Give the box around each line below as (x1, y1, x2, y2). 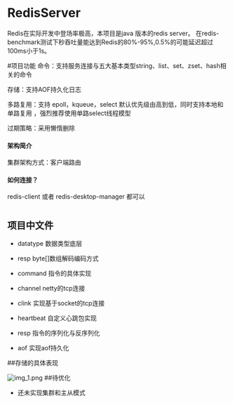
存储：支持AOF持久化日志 (7, 85, 82, 93)
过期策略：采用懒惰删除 (7, 124, 75, 132)
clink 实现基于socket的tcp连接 (17, 298, 105, 307)
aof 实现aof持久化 (17, 343, 69, 352)
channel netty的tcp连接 (17, 284, 86, 292)
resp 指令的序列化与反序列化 (17, 329, 100, 337)
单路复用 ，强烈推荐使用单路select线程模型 (7, 109, 131, 117)
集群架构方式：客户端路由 (7, 158, 81, 166)
